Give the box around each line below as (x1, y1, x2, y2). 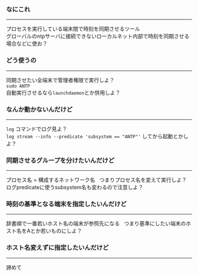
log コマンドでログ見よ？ (6, 125, 68, 132)
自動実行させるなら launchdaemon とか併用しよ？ (6, 89, 121, 96)
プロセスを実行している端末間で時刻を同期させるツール (6, 25, 140, 33)
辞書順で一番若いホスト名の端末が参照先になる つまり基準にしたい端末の (6, 220, 186, 227)
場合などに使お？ (6, 40, 48, 47)
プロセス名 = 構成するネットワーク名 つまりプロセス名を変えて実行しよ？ (6, 176, 187, 184)
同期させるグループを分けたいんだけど (6, 156, 115, 164)
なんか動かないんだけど (6, 105, 72, 113)
